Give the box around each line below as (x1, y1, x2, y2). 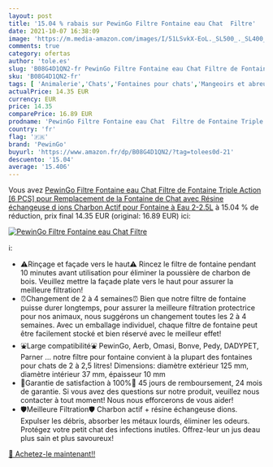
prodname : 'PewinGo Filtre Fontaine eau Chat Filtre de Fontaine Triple (8, 118, 264, 126)
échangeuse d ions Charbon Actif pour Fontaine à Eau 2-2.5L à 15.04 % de (8, 202, 259, 212)
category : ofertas (8, 50, 71, 58)
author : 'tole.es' (8, 58, 71, 66)
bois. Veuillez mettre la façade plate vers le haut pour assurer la (19, 277, 234, 287)
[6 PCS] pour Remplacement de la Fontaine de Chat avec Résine (8, 194, 224, 204)
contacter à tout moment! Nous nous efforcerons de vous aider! (19, 396, 234, 405)
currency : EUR (8, 95, 57, 103)
